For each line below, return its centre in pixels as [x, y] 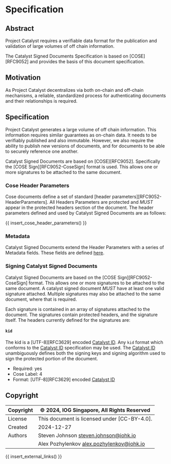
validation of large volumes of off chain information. [60, 46]
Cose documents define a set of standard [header [58, 197]
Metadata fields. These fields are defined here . [55, 253]
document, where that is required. [41, 299]
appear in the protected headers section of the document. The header [80, 207]
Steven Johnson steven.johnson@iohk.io [87, 435]
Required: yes [27, 369]
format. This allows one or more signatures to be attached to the [97, 283]
